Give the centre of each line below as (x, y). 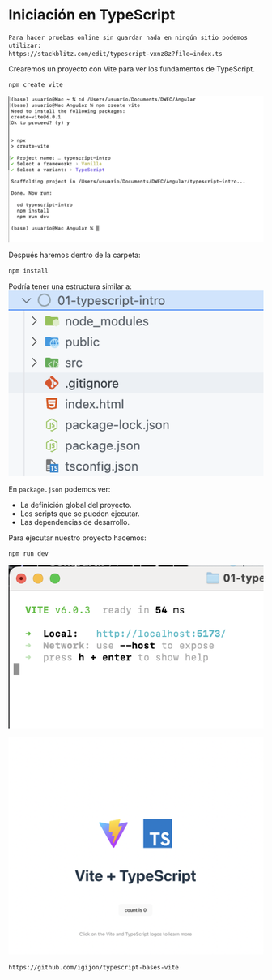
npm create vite (36, 84)
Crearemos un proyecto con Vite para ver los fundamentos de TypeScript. (132, 69)
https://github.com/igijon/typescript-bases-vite (94, 968)
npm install (28, 271)
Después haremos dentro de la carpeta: (74, 255)
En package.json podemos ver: (59, 489)
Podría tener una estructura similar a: (70, 286)
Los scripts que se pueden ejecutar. (80, 514)
